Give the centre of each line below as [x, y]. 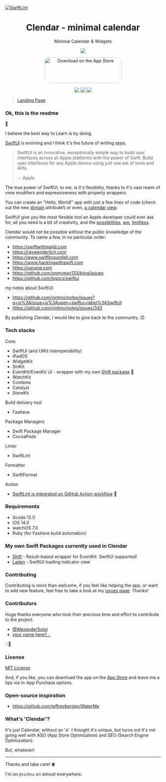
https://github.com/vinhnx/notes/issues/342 [57, 308]
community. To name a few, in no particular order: [56, 237]
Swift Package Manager [37, 431]
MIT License [18, 668]
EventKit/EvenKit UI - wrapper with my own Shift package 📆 [73, 372]
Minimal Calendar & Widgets [83, 41]
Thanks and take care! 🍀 [30, 764]
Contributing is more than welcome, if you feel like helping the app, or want [82, 585]
